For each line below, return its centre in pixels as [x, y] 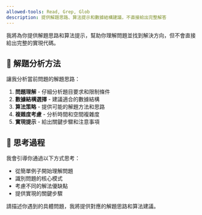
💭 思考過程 [26, 143]
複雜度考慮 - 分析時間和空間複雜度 [57, 114]
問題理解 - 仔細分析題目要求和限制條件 [63, 92]
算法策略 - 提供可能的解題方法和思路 [60, 107]
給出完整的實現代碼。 [32, 43]
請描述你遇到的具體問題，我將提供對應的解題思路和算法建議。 [83, 206]
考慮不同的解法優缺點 [41, 186]
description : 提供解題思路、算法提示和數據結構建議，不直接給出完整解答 [87, 17]
